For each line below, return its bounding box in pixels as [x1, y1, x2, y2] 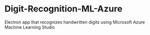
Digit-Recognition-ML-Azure [4, 3, 123, 14]
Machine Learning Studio [4, 24, 55, 30]
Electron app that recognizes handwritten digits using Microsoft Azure [4, 19, 145, 25]
